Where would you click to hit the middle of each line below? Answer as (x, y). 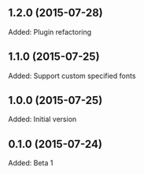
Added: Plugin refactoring (50, 31)
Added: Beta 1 (31, 163)
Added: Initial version (42, 119)
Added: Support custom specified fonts (72, 76)
